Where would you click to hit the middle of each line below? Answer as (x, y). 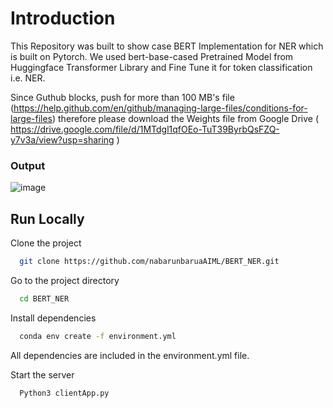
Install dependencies (53, 318)
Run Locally (47, 218)
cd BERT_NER (44, 298)
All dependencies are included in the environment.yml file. (130, 355)
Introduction (63, 18)
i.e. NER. (28, 78)
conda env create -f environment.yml (98, 336)
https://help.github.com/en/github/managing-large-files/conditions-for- (160, 108)
